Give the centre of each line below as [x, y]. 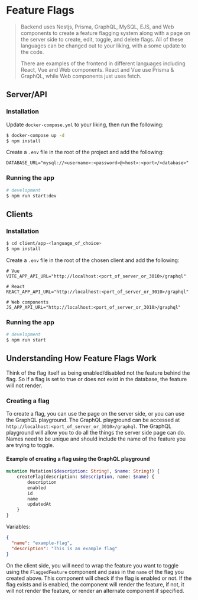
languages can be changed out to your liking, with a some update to [103, 46]
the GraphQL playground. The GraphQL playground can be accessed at [93, 420]
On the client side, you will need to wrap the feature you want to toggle [92, 565]
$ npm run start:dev [32, 196]
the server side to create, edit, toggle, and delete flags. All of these [102, 39]
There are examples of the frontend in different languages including [103, 63]
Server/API [27, 95]
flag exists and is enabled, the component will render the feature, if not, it [95, 584]
